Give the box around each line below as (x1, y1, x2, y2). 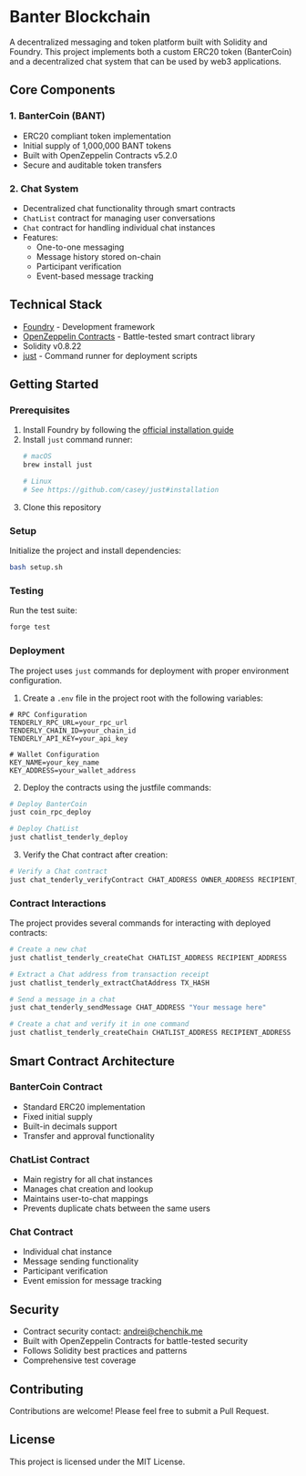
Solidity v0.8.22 (22, 340, 82, 352)
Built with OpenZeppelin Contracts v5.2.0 (22, 149, 178, 160)
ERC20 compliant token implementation (22, 130, 171, 141)
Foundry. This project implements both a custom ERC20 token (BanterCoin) (9, 46, 292, 56)
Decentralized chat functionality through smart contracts (22, 202, 236, 213)
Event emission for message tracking (22, 1276, 162, 1286)
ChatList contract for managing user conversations (22, 212, 216, 223)
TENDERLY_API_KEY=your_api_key (9, 733, 128, 743)
